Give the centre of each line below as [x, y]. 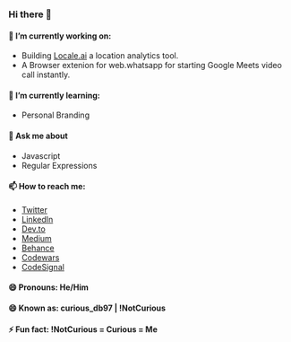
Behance [38, 248]
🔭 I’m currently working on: [60, 36]
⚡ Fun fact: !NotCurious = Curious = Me [83, 329]
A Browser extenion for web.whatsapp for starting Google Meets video [152, 66]
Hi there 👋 [30, 14]
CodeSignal [43, 267]
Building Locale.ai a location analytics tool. [100, 56]
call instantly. [46, 75]
